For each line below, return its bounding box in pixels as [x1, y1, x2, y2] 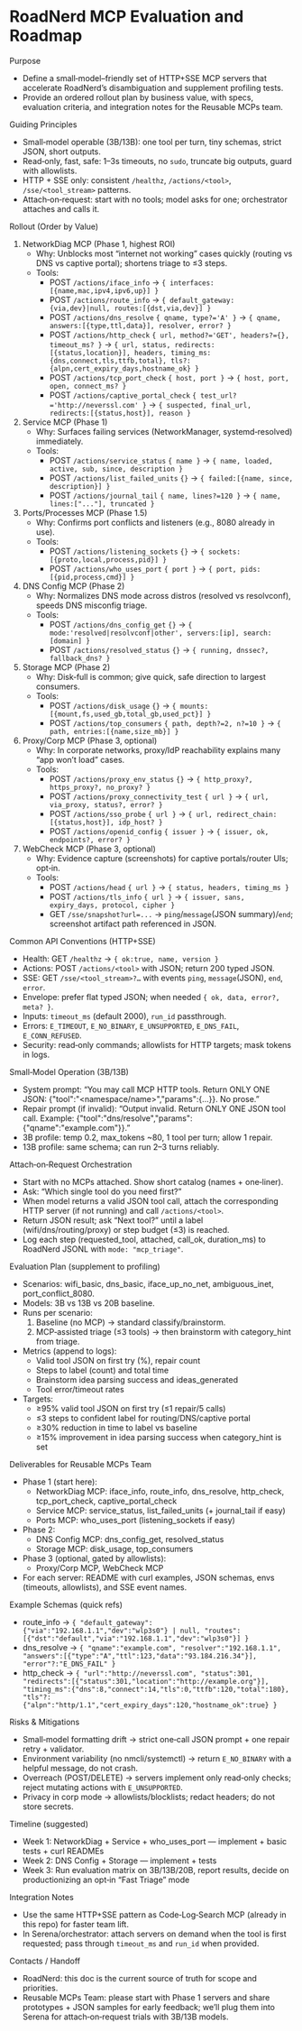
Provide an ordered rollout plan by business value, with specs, [22, 92, 254, 103]
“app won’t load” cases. [35, 754, 125, 765]
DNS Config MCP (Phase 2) [22, 580, 125, 592]
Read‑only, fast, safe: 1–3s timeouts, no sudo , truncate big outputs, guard [22, 155, 293, 166]
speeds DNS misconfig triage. [35, 600, 148, 611]
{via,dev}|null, [49, 304, 111, 313]
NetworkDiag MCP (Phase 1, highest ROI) [22, 238, 176, 249]
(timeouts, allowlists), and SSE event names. [22, 1581, 188, 1593]
